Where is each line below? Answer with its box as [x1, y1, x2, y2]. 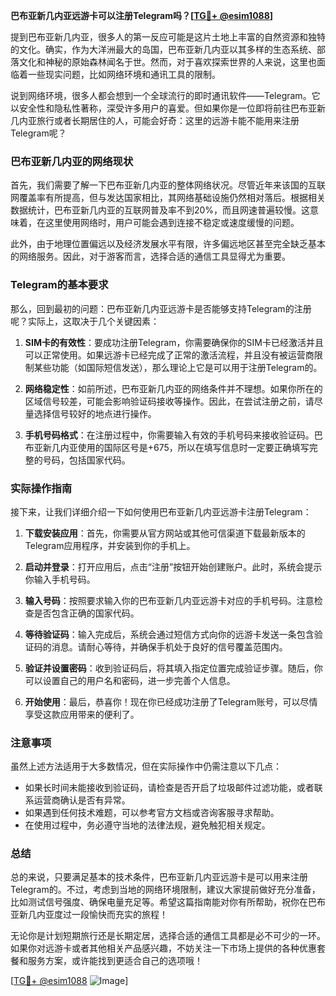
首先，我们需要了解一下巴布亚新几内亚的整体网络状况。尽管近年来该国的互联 [10, 179, 326, 191]
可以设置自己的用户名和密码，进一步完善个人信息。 [24, 674, 236, 686]
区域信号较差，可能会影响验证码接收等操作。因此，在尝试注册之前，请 [24, 395, 315, 407]
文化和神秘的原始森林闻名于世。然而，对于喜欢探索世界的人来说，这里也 [18, 56, 317, 68]
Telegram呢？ [10, 127, 67, 139]
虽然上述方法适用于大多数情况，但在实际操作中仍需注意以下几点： [10, 760, 282, 773]
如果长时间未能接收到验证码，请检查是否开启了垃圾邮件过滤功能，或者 [24, 782, 315, 794]
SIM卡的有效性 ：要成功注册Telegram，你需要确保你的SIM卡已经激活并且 [24, 336, 324, 348]
